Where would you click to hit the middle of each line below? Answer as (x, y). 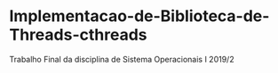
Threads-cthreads (78, 35)
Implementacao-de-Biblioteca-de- (139, 16)
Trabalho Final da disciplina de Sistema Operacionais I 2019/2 (122, 59)
